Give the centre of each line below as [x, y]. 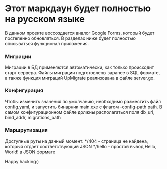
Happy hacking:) [22, 161]
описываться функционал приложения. [47, 43]
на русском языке [45, 19]
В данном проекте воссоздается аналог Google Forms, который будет [80, 33]
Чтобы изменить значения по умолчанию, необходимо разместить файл [83, 101]
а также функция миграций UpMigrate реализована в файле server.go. [80, 78]
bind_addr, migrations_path [33, 117]
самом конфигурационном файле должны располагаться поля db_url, [80, 112]
